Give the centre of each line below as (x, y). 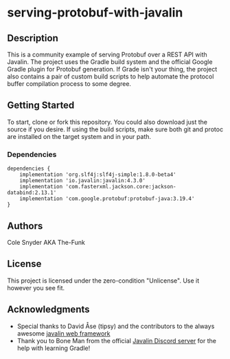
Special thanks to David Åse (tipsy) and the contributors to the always (116, 326)
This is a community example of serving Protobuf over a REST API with (107, 54)
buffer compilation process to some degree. (69, 84)
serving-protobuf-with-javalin (95, 13)
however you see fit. (36, 287)
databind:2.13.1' (32, 193)
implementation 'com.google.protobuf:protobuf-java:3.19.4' (107, 199)
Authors (25, 226)
